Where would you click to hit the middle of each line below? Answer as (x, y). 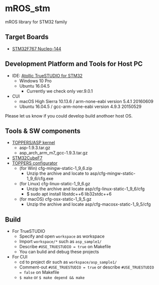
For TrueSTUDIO (29, 231)
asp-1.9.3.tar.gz (35, 148)
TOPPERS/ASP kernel (33, 143)
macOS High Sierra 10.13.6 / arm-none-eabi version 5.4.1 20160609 (86, 101)
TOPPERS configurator (35, 163)
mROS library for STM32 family (36, 22)
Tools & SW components (43, 131)
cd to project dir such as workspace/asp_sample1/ (68, 262)
